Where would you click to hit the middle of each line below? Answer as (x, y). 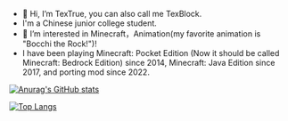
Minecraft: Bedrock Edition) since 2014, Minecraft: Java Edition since (148, 63)
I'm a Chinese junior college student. (90, 23)
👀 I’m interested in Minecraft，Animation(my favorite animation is (141, 34)
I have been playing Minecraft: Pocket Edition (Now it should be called (151, 53)
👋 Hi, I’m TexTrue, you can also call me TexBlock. (112, 14)
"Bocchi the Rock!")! (59, 44)
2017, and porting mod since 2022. (86, 72)
